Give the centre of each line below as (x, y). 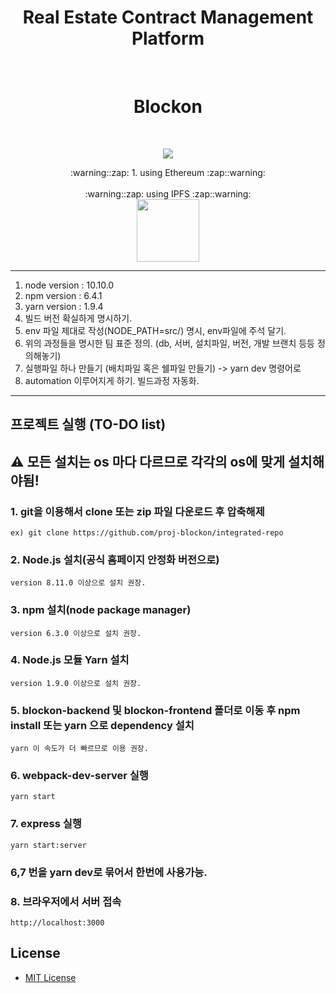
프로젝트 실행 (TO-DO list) (88, 424)
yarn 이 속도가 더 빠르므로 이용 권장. (79, 749)
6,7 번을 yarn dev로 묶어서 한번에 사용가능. (109, 872)
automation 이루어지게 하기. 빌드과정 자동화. (112, 380)
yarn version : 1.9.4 (64, 306)
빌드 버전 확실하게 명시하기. (78, 318)
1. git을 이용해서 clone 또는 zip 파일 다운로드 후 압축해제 (137, 511)
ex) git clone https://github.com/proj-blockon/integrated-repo (147, 532)
